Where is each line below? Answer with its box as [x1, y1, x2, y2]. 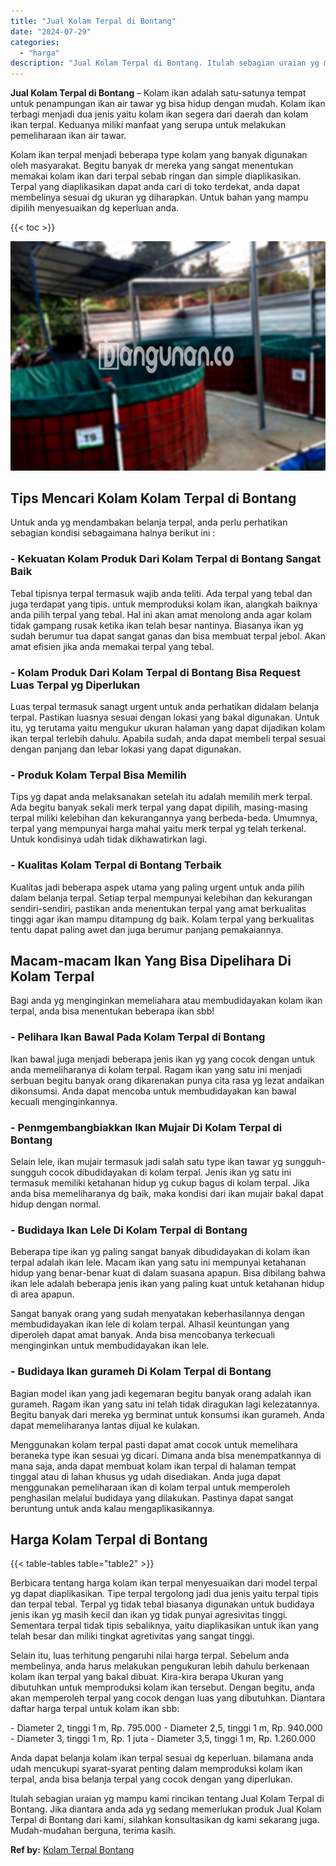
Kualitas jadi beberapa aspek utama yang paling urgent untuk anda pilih [10, 881, 305, 893]
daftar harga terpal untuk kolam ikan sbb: [10, 1703, 180, 1715]
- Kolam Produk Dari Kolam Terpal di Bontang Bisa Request [10, 665, 301, 679]
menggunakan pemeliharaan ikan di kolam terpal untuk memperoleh [10, 1481, 291, 1493]
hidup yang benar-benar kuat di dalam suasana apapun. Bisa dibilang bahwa [10, 1267, 326, 1279]
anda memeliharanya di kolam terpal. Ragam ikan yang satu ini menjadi [10, 1063, 303, 1075]
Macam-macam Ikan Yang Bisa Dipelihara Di [10, 953, 292, 970]
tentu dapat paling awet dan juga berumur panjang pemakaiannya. [10, 923, 284, 935]
